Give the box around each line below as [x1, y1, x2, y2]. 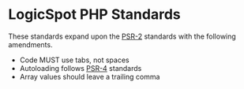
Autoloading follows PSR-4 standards [19, 63, 142, 72]
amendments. [8, 39, 53, 49]
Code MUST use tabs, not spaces [19, 55, 130, 65]
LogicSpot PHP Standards [8, 6, 182, 24]
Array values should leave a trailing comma [19, 72, 160, 81]
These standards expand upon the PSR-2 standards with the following [8, 32, 237, 41]
